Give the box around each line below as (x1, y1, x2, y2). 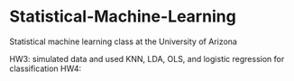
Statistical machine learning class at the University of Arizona (9, 36, 237, 47)
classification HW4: (9, 63, 82, 74)
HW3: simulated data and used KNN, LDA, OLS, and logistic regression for (9, 53, 285, 64)
